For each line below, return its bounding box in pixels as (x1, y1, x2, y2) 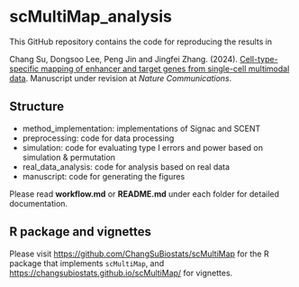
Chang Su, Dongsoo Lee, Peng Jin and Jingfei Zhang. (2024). (9, 53, 239, 64)
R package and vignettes (9, 224, 151, 240)
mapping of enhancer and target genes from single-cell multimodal (41, 63, 290, 74)
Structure (9, 99, 65, 115)
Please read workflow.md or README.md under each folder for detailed (9, 188, 280, 199)
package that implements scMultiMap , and (9, 257, 165, 268)
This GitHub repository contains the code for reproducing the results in (9, 36, 273, 47)
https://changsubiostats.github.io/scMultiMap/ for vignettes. (9, 267, 233, 278)
